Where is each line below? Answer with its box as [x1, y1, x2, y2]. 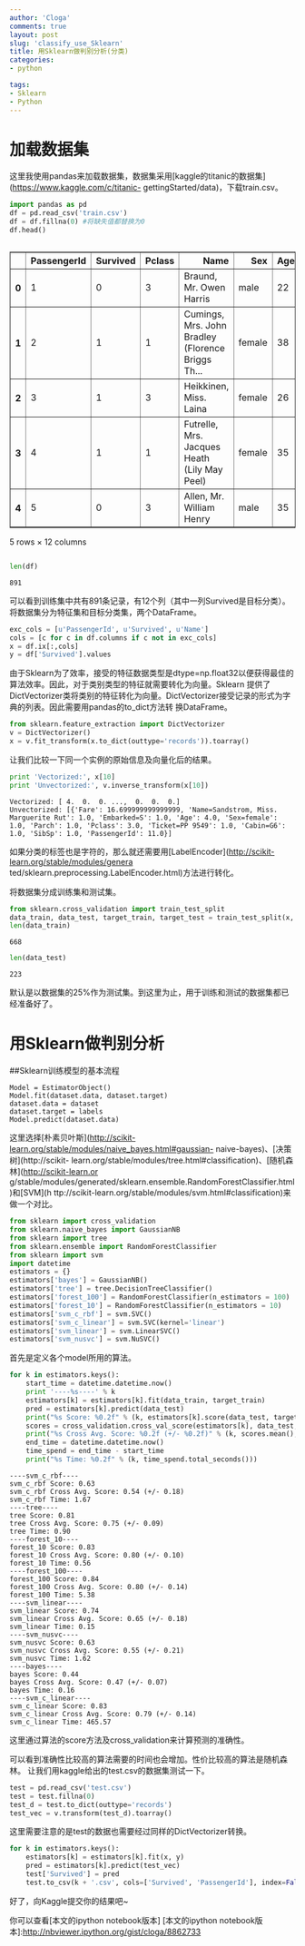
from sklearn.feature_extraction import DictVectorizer [9, 720, 225, 729]
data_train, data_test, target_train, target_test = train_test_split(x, [9, 913, 295, 922]
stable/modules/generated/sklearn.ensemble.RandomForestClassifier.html [16, 1176, 295, 1187]
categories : [9, 55, 54, 64]
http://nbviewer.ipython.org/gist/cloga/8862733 [22, 1926, 202, 1937]
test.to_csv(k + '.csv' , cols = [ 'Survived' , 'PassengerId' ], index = [25, 1878, 286, 1887]
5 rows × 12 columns [9, 536, 87, 547]
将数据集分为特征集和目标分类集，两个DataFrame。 [9, 606, 202, 617]
